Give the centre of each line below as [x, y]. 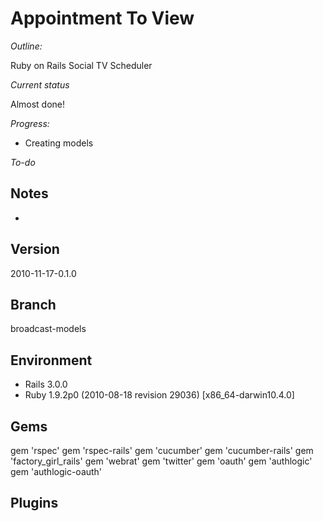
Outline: [26, 46]
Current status [40, 84]
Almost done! [38, 104]
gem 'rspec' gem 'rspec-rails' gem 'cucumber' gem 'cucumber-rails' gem [162, 450]
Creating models [59, 143]
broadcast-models [48, 329]
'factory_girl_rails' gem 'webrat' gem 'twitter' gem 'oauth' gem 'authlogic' [161, 461]
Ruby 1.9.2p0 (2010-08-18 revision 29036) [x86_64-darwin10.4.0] [159, 395]
